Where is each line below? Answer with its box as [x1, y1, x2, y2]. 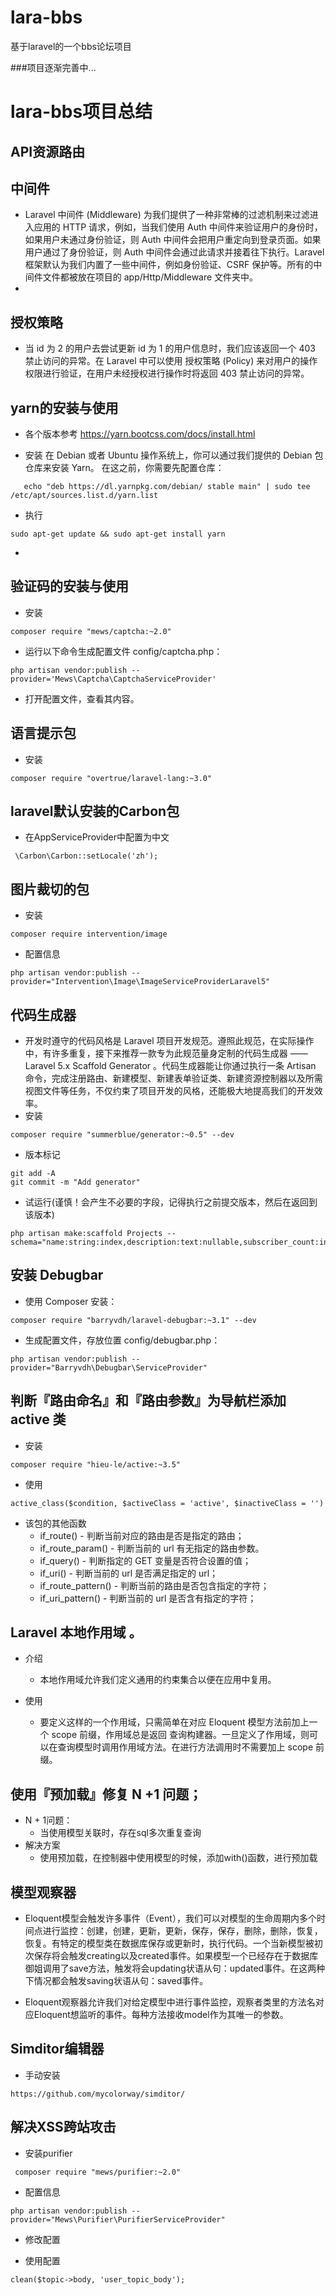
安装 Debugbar [10, 1267, 104, 1284]
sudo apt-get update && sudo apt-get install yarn [10, 529, 226, 539]
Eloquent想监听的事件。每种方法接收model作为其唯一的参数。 [33, 2009, 289, 2021]
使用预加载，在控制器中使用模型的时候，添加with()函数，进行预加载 [39, 1852, 318, 1864]
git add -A [10, 1169, 56, 1179]
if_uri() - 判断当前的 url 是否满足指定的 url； [39, 1567, 219, 1579]
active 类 [10, 1411, 67, 1428]
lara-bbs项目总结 [10, 101, 153, 123]
